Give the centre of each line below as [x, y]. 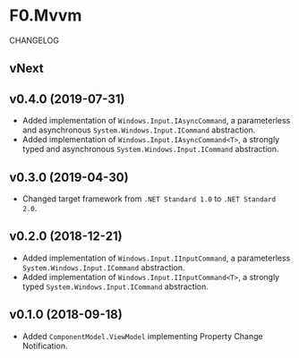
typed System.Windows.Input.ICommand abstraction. [115, 286]
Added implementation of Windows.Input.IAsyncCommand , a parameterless [156, 121]
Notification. [45, 345]
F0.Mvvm [46, 16]
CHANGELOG [34, 40]
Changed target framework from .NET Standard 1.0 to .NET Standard [149, 199]
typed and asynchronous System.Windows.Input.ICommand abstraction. [150, 149]
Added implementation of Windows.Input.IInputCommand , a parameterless [156, 258]
